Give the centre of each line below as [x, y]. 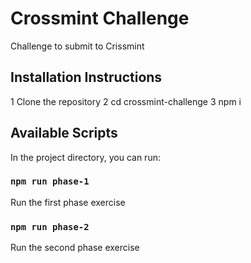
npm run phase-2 [50, 226]
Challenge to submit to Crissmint [77, 46]
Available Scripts [64, 133]
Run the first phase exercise [68, 202]
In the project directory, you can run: [85, 157]
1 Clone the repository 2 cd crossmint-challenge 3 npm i [126, 101]
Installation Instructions [86, 77]
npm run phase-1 [50, 181]
